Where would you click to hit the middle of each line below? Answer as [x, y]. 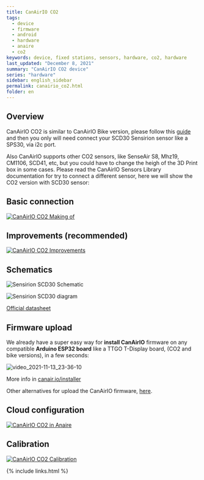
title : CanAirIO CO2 [33, 12]
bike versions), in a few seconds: [48, 355]
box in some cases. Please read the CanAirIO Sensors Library [84, 169]
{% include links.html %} [37, 471]
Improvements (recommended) [67, 236]
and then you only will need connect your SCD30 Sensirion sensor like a [97, 138]
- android [24, 35]
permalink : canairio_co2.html [45, 86]
